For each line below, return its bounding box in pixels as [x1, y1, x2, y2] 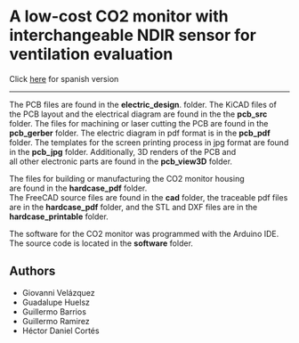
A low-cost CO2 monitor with [9, 6, 229, 27]
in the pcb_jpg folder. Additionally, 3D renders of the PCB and [9, 146, 237, 157]
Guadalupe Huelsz [21, 297, 91, 307]
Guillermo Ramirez [21, 315, 91, 326]
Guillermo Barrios [21, 306, 87, 317]
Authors [9, 264, 56, 279]
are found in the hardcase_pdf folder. [9, 183, 148, 193]
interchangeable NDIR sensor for [9, 25, 256, 45]
